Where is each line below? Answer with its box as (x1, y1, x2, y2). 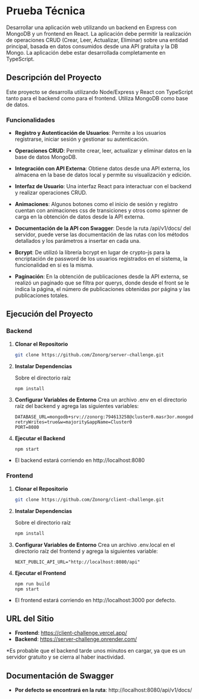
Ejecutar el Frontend (14, 569, 67, 577)
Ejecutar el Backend (14, 435, 65, 442)
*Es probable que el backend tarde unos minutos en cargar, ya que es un (6, 647, 186, 654)
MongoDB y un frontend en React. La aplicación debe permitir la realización (6, 30, 192, 37)
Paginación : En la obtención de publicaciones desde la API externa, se (14, 273, 188, 280)
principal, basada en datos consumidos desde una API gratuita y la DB (6, 43, 178, 50)
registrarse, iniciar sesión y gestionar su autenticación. (14, 135, 149, 143)
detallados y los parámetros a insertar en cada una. (14, 238, 141, 245)
